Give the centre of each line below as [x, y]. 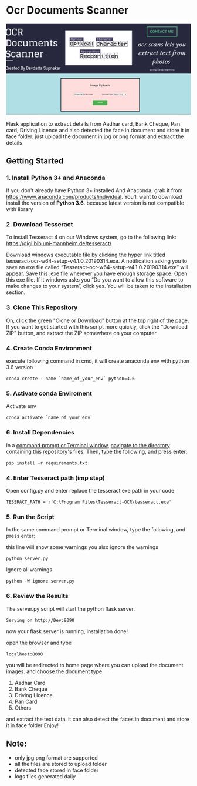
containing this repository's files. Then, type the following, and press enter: [97, 451]
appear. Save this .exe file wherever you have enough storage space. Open [97, 273]
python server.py [27, 559]
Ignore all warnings [29, 570]
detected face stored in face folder [57, 770]
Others [23, 708]
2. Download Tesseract [40, 225]
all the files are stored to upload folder [61, 764]
